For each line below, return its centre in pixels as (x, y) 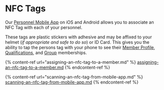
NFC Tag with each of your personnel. (44, 27)
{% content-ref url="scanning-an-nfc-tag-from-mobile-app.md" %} (74, 77)
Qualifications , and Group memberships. (46, 53)
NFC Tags (25, 9)
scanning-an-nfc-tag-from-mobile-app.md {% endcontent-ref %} (72, 82)
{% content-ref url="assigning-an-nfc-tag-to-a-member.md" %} (71, 62)
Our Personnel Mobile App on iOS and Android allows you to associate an (80, 22)
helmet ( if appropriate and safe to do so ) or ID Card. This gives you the (77, 42)
